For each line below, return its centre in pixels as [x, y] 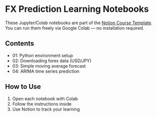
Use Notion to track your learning [46, 109]
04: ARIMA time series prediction [46, 71]
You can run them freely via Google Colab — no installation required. [75, 28]
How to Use [23, 87]
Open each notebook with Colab [45, 98]
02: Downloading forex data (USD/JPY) [52, 61]
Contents [20, 44]
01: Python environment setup [43, 55]
